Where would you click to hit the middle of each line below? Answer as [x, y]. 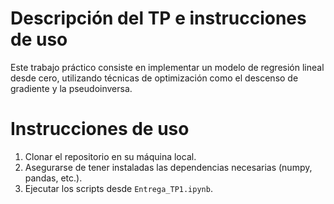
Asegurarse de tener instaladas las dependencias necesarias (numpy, [168, 167]
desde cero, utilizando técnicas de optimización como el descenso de [154, 78]
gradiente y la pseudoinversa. [71, 88]
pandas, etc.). [53, 178]
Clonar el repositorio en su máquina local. [110, 156]
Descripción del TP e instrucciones [158, 18]
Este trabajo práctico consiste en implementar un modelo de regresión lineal [167, 67]
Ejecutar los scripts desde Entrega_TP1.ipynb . [118, 188]
